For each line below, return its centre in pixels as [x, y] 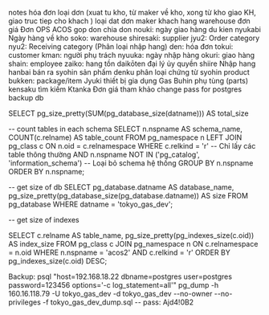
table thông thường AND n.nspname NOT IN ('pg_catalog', [104, 154]
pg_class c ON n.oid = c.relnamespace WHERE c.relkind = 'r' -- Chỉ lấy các [132, 146]
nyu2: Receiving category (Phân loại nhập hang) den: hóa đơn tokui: [121, 47]
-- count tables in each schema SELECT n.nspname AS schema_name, [126, 129]
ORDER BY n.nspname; [47, 172]
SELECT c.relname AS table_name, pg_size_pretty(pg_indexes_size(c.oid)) [131, 235]
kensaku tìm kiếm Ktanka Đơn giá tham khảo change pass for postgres [125, 89]
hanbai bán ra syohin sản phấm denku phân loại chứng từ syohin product [129, 72]
